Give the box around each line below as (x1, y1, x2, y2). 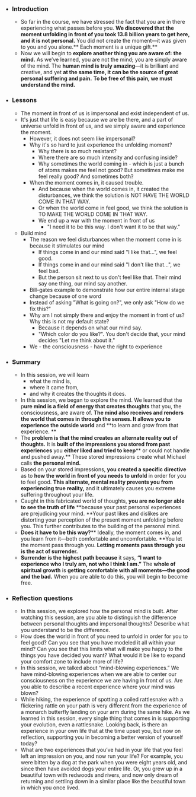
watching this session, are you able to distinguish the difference (20, 614, 176, 621)
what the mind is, (29, 377, 72, 385)
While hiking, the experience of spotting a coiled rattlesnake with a (20, 696, 184, 703)
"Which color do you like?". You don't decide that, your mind (38, 330, 185, 337)
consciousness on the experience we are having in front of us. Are (20, 677, 183, 684)
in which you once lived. (20, 784, 80, 791)
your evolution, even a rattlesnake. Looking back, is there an (20, 721, 168, 728)
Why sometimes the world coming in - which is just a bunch (38, 160, 185, 167)
